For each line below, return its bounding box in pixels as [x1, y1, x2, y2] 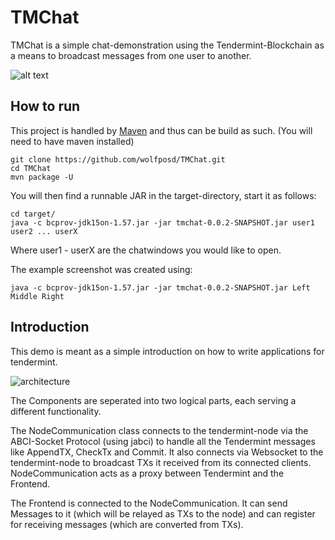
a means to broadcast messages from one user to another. [10, 49, 252, 61]
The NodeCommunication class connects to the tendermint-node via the [10, 424, 309, 436]
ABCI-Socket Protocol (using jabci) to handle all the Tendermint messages [10, 435, 316, 447]
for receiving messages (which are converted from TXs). [10, 518, 244, 530]
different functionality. [10, 405, 102, 417]
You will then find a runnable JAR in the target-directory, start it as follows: [10, 189, 317, 201]
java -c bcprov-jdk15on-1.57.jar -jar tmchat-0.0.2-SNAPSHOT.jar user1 [10, 217, 315, 228]
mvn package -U [10, 172, 74, 182]
